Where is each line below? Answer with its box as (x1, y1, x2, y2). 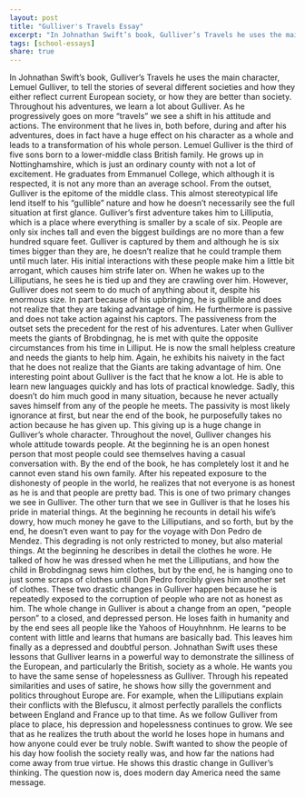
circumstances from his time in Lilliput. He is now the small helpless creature (9, 343, 296, 354)
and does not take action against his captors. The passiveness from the (9, 314, 277, 324)
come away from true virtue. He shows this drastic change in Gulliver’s (9, 758, 274, 769)
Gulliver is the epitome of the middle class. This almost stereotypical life (9, 188, 279, 199)
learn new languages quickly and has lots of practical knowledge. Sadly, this (9, 381, 295, 392)
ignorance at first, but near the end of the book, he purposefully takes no (9, 410, 283, 421)
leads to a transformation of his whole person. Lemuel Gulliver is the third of (9, 140, 293, 151)
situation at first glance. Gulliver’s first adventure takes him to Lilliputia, (9, 207, 274, 218)
